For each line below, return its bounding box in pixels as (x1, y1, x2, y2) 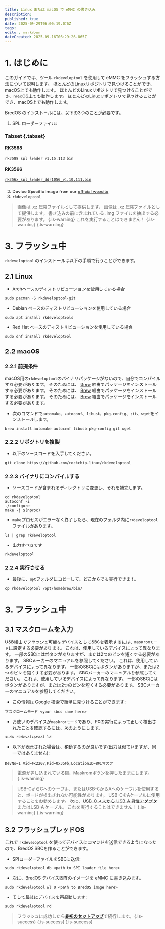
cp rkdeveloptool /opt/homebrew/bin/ (5, 586, 83, 591)
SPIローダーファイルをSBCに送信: (12, 856, 81, 862)
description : (5, 12, 32, 17)
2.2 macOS (5, 348, 40, 356)
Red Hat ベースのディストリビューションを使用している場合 (12, 324, 133, 330)
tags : (5, 26, 16, 31)
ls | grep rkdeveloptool (5, 533, 56, 538)
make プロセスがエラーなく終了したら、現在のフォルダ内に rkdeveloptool (12, 517, 158, 523)
